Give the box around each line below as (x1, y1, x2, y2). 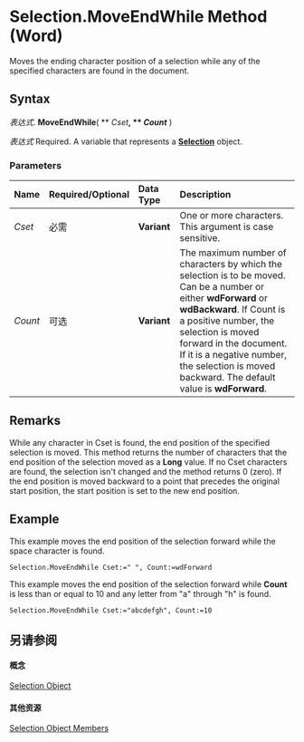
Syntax (9, 92, 51, 107)
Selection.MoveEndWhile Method (9, 6, 268, 27)
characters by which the (179, 258, 283, 271)
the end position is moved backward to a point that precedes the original (9, 476, 280, 487)
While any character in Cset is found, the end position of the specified (9, 437, 271, 448)
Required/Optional (48, 188, 129, 201)
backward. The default (179, 371, 276, 384)
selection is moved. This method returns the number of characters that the (9, 447, 288, 458)
